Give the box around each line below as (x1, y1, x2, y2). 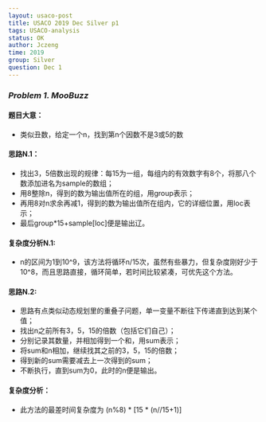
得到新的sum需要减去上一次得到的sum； (19, 356, 153, 365)
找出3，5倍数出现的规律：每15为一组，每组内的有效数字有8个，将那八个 (19, 169, 256, 178)
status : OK (8, 33, 45, 42)
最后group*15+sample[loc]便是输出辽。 (19, 218, 150, 228)
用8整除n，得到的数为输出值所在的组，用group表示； (19, 189, 195, 198)
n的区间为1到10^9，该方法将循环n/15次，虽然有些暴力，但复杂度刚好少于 (19, 257, 258, 267)
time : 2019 (8, 49, 45, 57)
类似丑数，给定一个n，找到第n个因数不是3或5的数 (19, 129, 184, 139)
